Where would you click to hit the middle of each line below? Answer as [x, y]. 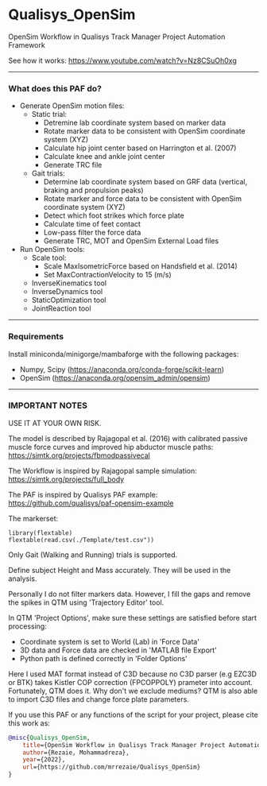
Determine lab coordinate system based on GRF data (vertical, [145, 182]
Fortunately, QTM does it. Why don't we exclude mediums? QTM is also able [133, 691]
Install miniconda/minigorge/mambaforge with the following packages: [124, 354]
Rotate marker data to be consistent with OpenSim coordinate [145, 131]
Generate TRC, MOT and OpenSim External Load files [131, 241]
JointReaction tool [61, 308]
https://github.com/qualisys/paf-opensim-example [91, 503]
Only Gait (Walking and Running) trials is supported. [93, 555]
